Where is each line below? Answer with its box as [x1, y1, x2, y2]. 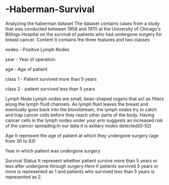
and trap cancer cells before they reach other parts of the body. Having [5, 112, 155, 118]
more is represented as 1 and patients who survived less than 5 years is [5, 168, 155, 174]
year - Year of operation [5, 56, 56, 62]
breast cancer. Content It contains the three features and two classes [5, 37, 150, 43]
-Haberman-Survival [5, 4, 95, 15]
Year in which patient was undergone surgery [5, 147, 100, 153]
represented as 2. [5, 174, 42, 180]
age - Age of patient [5, 66, 48, 72]
